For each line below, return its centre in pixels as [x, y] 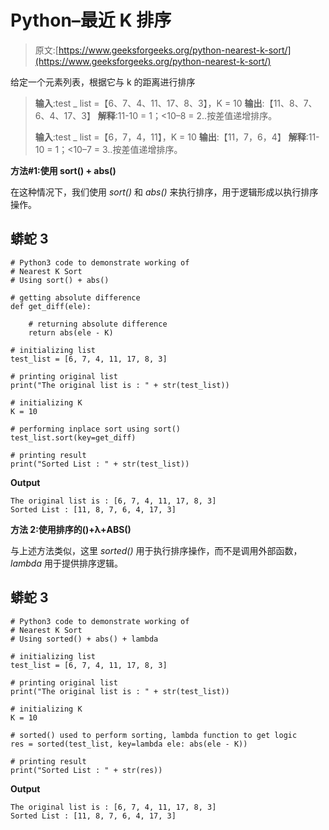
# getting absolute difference [75, 297]
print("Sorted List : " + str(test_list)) [100, 464]
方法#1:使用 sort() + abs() [63, 170]
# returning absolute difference [98, 324]
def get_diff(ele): [51, 306]
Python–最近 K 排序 [91, 20]
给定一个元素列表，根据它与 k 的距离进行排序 [103, 82]
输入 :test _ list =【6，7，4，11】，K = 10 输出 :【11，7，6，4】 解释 [170, 137]
